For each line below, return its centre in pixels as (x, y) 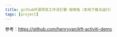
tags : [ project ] (22, 14)
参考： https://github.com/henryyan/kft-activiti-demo (59, 29)
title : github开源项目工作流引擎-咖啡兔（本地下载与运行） (59, 10)
